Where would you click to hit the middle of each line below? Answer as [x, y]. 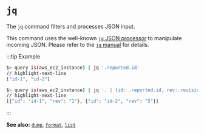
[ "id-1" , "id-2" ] [28, 79]
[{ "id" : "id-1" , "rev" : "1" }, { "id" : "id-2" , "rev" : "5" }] [83, 101]
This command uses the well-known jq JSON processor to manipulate [94, 38]
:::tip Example [23, 56]
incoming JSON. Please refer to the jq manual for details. [78, 44]
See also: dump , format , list [41, 125]
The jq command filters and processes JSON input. [71, 26]
